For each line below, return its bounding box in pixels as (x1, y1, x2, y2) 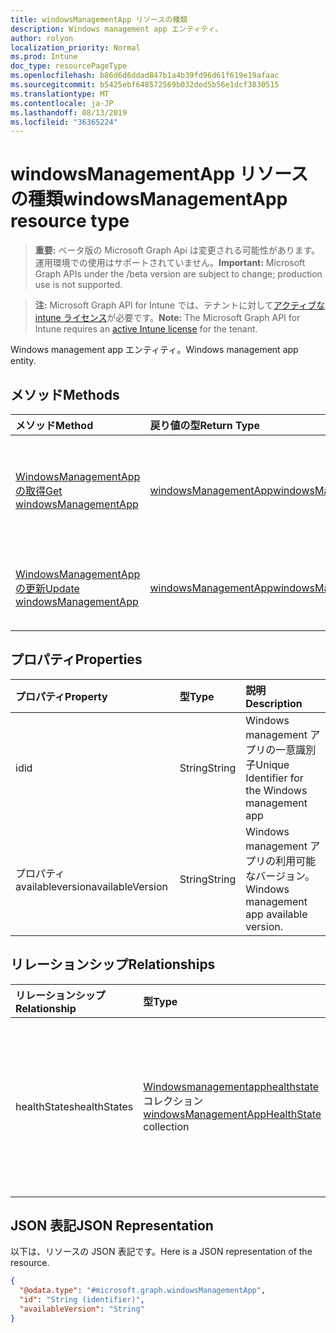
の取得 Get (15, 484, 63, 498)
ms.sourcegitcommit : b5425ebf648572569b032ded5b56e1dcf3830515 (10, 80, 280, 90)
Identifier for (245, 771, 304, 785)
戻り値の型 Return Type (149, 419, 260, 432)
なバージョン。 (245, 869, 316, 883)
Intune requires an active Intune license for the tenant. (34, 323, 258, 335)
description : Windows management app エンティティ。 (10, 24, 223, 34)
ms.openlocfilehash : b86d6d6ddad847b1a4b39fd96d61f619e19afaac (10, 71, 280, 81)
